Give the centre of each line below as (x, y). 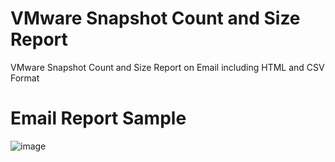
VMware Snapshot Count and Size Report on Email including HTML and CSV (167, 67)
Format (25, 78)
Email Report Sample (98, 118)
